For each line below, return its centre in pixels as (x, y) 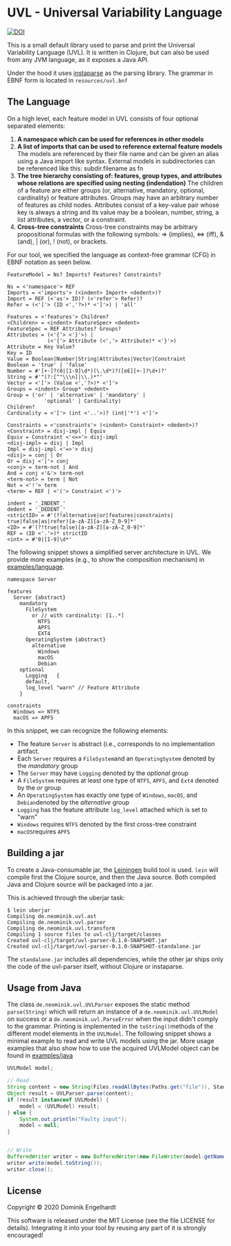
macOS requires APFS (44, 831)
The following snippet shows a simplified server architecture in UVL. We (109, 552)
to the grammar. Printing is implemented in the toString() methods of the (110, 1027)
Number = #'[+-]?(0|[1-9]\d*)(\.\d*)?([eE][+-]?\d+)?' (87, 371)
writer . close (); (30, 1169)
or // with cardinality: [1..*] (78, 615)
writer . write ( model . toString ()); (55, 1163)
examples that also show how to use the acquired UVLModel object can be (113, 1048)
